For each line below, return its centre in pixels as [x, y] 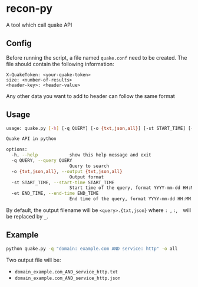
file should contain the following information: [60, 64]
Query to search [89, 166]
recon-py [29, 9]
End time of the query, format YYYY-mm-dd [122, 199]
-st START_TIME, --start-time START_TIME [63, 182]
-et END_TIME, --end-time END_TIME [55, 194]
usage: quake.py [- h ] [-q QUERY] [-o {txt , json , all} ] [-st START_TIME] [96, 128]
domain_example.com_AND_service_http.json [67, 278]
